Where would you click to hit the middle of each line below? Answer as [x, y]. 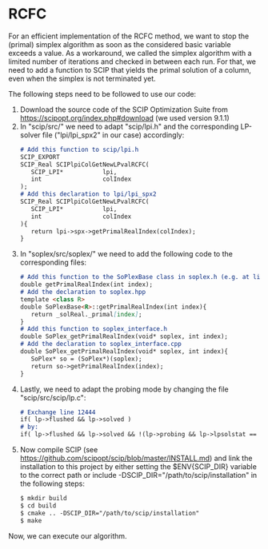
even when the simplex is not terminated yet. [82, 78]
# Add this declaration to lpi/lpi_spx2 [88, 194]
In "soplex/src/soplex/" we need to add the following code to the [126, 254]
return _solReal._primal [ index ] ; [86, 314]
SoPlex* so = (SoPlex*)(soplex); [86, 359]
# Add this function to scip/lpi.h [79, 149]
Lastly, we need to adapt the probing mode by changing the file [124, 389]
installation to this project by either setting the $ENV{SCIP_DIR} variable [138, 467]
